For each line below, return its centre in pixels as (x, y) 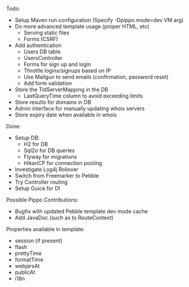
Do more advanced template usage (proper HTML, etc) (82, 26)
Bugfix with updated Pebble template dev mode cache (81, 211)
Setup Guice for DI (37, 188)
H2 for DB (36, 144)
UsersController (43, 58)
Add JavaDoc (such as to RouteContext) (64, 217)
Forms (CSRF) (41, 39)
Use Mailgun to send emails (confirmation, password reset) (96, 77)
